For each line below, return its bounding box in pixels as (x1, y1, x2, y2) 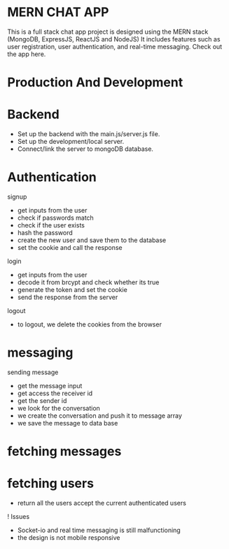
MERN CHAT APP (7, 4, 110, 20)
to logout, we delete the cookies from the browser (17, 320, 162, 329)
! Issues (7, 512, 30, 521)
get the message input (17, 381, 83, 390)
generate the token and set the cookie (17, 286, 127, 293)
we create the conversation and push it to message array (17, 411, 182, 420)
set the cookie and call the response (17, 244, 123, 251)
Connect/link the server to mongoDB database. (17, 145, 154, 153)
